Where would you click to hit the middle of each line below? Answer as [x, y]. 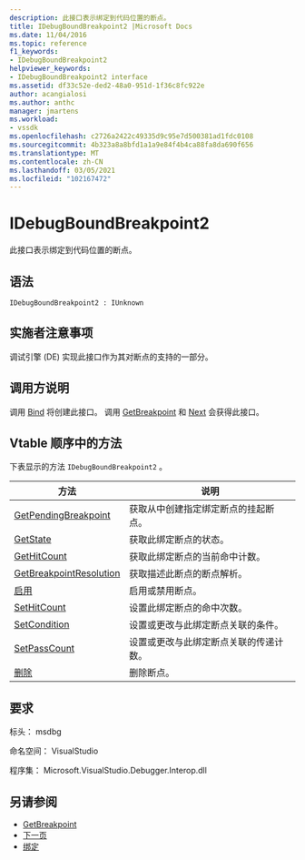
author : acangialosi [49, 94]
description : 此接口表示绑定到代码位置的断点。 [90, 18]
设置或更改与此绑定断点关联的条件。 [206, 625]
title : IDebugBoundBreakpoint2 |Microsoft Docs [101, 26]
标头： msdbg [35, 732]
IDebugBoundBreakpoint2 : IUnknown [77, 303]
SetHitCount [40, 608]
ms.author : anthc [42, 102]
